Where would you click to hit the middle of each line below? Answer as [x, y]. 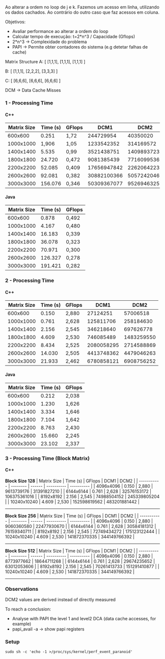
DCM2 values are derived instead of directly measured [60, 600]
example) [22, 624]
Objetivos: [15, 22]
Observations [22, 589]
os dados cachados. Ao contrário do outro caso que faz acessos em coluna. [82, 12]
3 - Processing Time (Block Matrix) [47, 458]
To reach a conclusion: [28, 609]
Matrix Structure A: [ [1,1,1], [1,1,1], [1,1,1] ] [45, 62]
